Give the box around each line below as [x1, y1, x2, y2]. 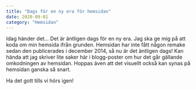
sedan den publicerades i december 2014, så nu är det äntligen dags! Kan [6, 48, 184, 55]
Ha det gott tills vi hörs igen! [6, 77, 74, 84]
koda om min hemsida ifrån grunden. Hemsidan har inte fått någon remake [6, 41, 185, 48]
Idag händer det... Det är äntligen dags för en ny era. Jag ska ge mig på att [6, 35, 186, 42]
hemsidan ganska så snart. [6, 66, 71, 73]
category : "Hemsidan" [6, 19, 59, 25]
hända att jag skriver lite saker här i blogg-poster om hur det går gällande [6, 53, 183, 61]
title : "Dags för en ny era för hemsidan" [6, 8, 111, 15]
